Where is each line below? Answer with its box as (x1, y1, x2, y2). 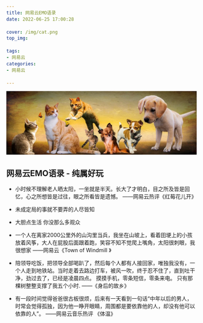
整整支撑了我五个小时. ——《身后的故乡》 (25, 282, 130, 290)
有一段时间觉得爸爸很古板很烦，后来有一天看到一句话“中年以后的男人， (14, 295, 192, 302)
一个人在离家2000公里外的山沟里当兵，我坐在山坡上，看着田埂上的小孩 (14, 232, 193, 239)
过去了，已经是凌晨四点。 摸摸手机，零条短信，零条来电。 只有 (31, 275, 188, 282)
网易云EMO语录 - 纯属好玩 (6, 168, 104, 178)
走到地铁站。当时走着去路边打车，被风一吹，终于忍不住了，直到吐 (25, 267, 190, 275)
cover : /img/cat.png (6, 29, 59, 35)
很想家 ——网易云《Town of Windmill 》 (14, 247, 112, 254)
